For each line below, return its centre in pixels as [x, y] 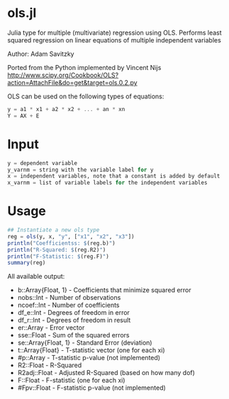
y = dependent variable [43, 163]
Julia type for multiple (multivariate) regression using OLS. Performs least [114, 33]
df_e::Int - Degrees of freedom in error [73, 313]
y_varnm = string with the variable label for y [80, 170]
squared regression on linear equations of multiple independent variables [114, 40]
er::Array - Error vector [51, 328]
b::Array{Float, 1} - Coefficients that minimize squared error [104, 290]
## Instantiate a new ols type [54, 230]
